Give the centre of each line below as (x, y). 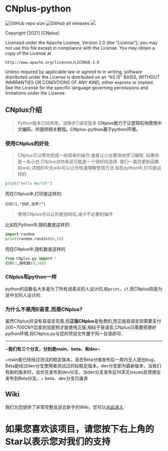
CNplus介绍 (24, 110)
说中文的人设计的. (23, 295)
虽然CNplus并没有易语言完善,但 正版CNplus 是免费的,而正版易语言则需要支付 (83, 321)
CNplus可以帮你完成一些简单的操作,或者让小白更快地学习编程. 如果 (86, 155)
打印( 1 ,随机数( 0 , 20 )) (26, 263)
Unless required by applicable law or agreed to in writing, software (74, 72)
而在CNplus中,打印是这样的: (34, 194)
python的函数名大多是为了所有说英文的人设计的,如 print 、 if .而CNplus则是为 (84, 289)
